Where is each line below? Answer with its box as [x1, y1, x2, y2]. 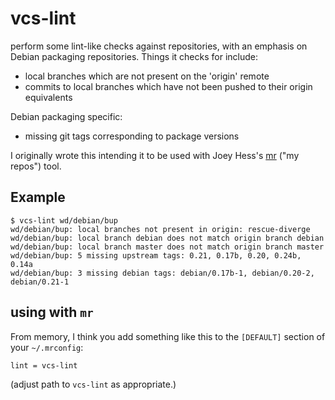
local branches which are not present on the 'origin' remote [24, 70, 270, 82]
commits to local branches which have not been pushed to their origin [24, 80, 313, 92]
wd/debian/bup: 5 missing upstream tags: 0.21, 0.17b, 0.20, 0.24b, [10, 250, 302, 261]
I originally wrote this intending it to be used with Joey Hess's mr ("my [10, 149, 300, 161]
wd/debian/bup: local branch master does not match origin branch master [10, 242, 325, 252]
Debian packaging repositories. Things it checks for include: [10, 50, 259, 62]
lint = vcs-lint [10, 360, 78, 371]
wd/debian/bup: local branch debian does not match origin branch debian [10, 233, 325, 243]
